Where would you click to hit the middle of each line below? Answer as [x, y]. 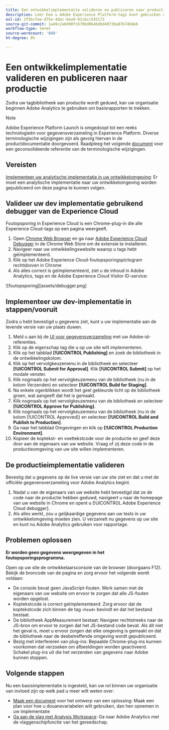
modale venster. [30, 374]
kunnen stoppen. [30, 657]
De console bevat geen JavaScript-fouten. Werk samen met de [78, 588]
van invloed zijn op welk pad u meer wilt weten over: [60, 691]
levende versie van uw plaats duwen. [44, 327]
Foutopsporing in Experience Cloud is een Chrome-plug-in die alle [74, 223]
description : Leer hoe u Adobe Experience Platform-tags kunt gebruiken [83, 15]
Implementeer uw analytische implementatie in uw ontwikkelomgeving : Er [81, 177]
